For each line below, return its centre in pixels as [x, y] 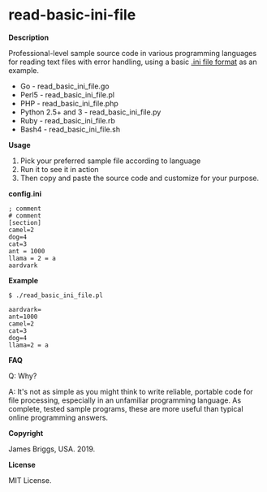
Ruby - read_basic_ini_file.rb [68, 120]
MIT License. [30, 480]
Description [29, 37]
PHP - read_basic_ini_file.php [69, 103]
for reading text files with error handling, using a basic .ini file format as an [133, 62]
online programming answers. [58, 417]
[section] [25, 222]
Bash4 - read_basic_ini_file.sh [70, 129]
